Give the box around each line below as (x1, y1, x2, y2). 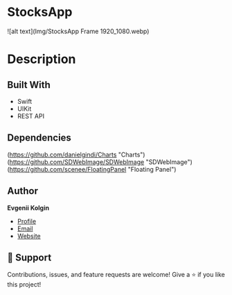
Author (7, 185, 38, 197)
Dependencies (7, 132, 71, 144)
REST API (17, 111, 45, 120)
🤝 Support (7, 251, 52, 263)
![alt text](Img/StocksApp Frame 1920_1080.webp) (7, 27, 150, 35)
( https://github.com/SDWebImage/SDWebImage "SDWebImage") (7, 157, 193, 166)
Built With (7, 79, 51, 91)
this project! (7, 280, 42, 289)
